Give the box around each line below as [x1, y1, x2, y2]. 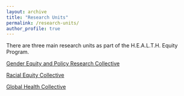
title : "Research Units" [6, 14, 69, 20]
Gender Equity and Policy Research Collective [6, 60, 120, 67]
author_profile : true [6, 25, 61, 32]
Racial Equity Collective [6, 71, 64, 79]
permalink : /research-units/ [6, 20, 79, 26]
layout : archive [6, 8, 47, 15]
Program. [6, 49, 29, 56]
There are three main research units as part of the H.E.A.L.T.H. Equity [6, 42, 178, 49]
